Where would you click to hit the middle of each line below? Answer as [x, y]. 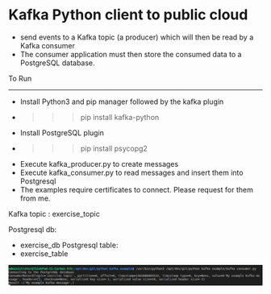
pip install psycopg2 [114, 148]
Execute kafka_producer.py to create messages [99, 164]
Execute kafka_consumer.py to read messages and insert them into [131, 172]
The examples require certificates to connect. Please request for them [137, 189]
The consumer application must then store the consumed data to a [131, 54]
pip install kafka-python [120, 117]
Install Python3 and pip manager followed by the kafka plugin [122, 101]
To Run [20, 78]
